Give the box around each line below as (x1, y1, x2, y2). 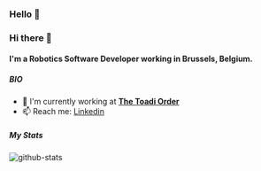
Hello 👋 (9, 8, 41, 20)
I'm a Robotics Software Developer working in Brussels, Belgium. (9, 53, 253, 65)
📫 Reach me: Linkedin (21, 106, 104, 117)
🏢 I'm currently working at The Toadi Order (21, 97, 180, 107)
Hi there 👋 (9, 31, 53, 43)
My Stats (9, 130, 43, 140)
